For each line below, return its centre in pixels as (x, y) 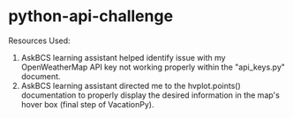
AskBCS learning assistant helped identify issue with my (123, 57)
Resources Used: (40, 41)
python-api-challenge (91, 16)
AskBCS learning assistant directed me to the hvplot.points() (131, 85)
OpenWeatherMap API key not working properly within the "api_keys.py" (153, 67)
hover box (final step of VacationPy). (87, 104)
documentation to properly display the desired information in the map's (150, 95)
